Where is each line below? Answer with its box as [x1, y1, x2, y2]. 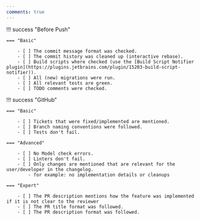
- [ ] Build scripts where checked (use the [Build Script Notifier [17, 58, 195, 65]
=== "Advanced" [6, 139, 45, 146]
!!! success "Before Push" [6, 26, 71, 33]
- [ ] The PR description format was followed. [17, 209, 140, 215]
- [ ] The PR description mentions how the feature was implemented [17, 193, 195, 199]
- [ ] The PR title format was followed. [17, 203, 123, 210]
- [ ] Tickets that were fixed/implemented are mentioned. [17, 118, 170, 125]
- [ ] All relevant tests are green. [17, 80, 113, 86]
